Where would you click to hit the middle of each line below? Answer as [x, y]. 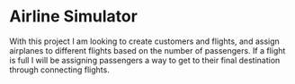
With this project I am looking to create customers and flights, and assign [145, 41]
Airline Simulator [73, 17]
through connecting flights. [59, 70]
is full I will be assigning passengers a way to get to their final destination [145, 60]
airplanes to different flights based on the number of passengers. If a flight [147, 50]
